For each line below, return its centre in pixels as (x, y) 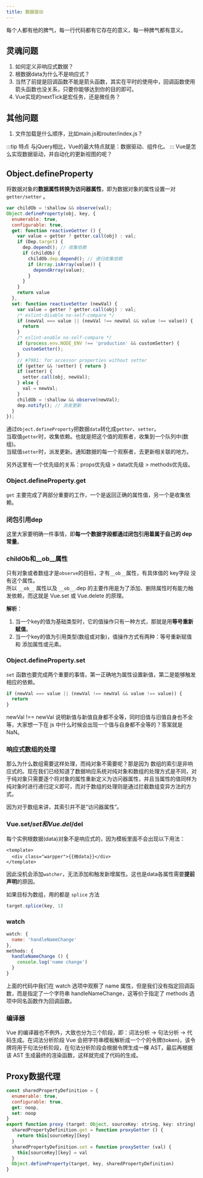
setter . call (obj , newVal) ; (56, 377)
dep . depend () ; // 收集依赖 (54, 247)
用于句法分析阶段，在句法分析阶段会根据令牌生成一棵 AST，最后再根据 (105, 1048)
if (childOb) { (41, 253)
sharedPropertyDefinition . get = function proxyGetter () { (88, 1130)
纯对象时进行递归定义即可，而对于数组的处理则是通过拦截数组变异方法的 (96, 787)
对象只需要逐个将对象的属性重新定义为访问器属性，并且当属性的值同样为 (107, 779)
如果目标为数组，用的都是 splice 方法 (53, 894)
